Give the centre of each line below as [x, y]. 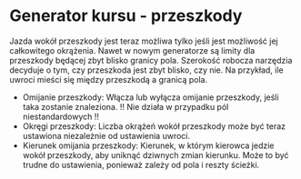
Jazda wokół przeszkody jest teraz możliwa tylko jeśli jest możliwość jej [144, 41]
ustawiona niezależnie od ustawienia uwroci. [106, 135]
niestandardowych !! [61, 116]
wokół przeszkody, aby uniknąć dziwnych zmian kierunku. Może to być [156, 154]
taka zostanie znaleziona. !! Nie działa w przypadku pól [125, 106]
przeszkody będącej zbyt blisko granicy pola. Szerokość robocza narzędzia [151, 60]
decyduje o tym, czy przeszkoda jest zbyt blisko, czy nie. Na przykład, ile [146, 70]
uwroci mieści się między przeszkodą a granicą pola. [108, 79]
